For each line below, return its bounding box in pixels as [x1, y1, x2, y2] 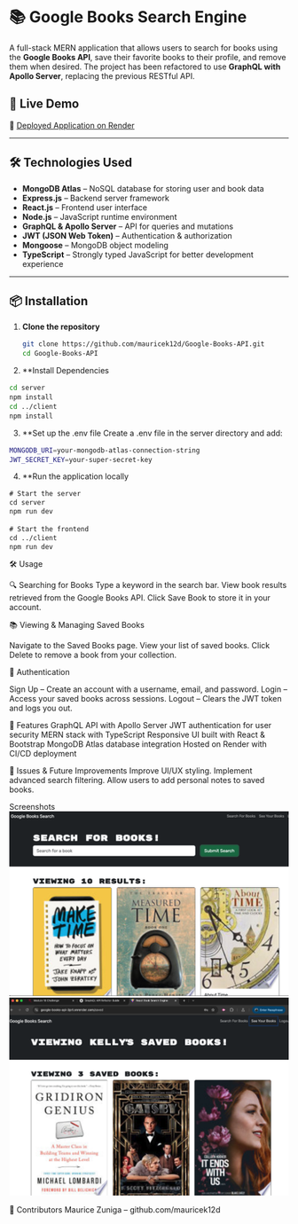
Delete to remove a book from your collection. [9, 649, 177, 661]
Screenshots [9, 802, 56, 812]
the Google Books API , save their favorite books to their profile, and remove [9, 51, 286, 62]
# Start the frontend [9, 525, 90, 534]
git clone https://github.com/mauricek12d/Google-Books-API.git [21, 340, 265, 349]
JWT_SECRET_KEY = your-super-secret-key [9, 455, 153, 464]
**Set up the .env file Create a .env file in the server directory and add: [21, 428, 283, 438]
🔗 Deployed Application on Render [9, 120, 135, 130]
